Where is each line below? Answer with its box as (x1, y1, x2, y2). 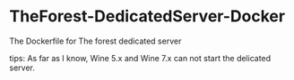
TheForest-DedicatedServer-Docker (9, 6, 285, 27)
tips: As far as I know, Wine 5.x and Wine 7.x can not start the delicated (9, 52, 272, 63)
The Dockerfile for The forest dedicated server (9, 36, 182, 46)
